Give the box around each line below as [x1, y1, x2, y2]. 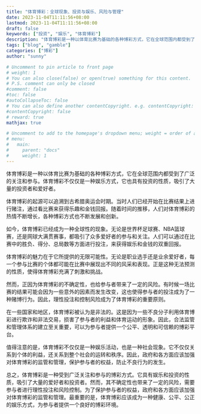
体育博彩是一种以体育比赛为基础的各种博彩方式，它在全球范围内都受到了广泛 [6, 170, 195, 177]
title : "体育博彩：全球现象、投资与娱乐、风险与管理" [6, 8, 124, 15]
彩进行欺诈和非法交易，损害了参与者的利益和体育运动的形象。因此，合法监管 [6, 315, 195, 323]
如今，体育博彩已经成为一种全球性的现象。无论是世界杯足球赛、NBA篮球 [6, 225, 185, 232]
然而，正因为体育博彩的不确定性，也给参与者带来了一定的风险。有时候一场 [6, 281, 190, 288]
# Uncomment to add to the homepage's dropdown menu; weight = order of [6, 130, 191, 136]
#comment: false [6, 86, 47, 93]
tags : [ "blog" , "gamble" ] [6, 42, 71, 48]
